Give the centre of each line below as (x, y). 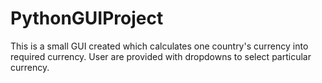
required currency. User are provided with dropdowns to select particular (161, 56)
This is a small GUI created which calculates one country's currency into (159, 46)
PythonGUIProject (87, 18)
